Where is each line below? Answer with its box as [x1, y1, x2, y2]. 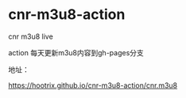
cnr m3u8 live [8, 32, 53, 41]
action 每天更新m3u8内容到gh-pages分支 [8, 47, 145, 57]
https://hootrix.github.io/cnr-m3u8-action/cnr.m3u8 [8, 81, 177, 90]
